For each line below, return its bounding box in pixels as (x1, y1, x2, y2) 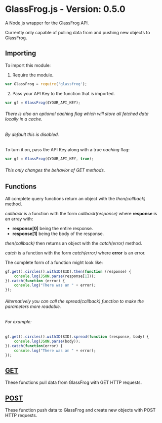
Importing (5, 49, 36, 58)
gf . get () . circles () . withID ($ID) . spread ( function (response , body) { (5, 334, 149, 339)
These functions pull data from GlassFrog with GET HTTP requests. (5, 379, 142, 385)
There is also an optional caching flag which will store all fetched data (5, 111, 149, 117)
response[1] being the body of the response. (12, 231, 104, 237)
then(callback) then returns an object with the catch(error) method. (5, 240, 142, 246)
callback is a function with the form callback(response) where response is (5, 210, 157, 216)
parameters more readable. (5, 303, 61, 309)
